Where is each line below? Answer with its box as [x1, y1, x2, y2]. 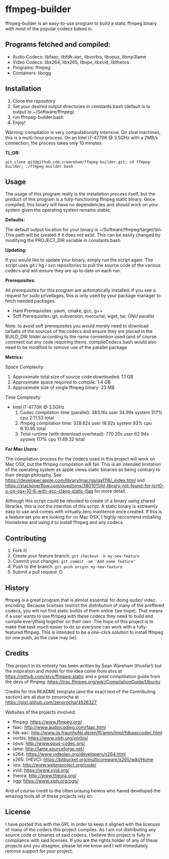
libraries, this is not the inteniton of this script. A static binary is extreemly [5, 503, 158, 509]
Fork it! [12, 547, 28, 554]
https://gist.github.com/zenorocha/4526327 [5, 699, 97, 705]
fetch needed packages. [5, 298, 56, 304]
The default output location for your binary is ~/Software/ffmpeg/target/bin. [5, 226, 162, 233]
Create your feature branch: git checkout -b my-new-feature [12, 553, 140, 559]
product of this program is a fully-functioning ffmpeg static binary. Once [5, 196, 155, 203]
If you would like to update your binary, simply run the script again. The [5, 257, 153, 263]
